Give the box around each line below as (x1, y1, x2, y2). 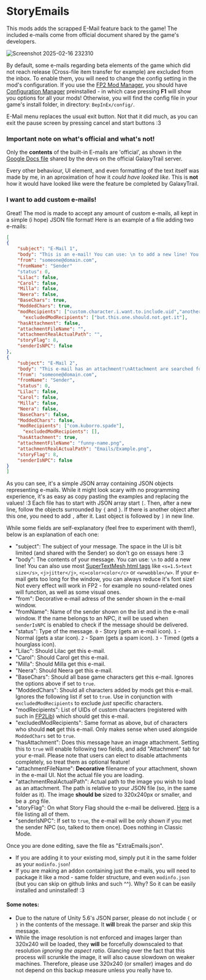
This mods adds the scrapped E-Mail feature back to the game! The (6, 25, 178, 32)
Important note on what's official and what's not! (6, 134, 155, 143)
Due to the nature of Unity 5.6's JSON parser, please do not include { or (15, 914, 197, 922)
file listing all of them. (15, 810, 70, 818)
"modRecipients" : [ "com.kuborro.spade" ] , (17, 423, 124, 429)
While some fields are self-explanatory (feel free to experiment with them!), (6, 524, 196, 532)
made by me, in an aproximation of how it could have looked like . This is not (6, 173, 198, 181)
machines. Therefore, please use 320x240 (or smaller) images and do (15, 960, 193, 968)
